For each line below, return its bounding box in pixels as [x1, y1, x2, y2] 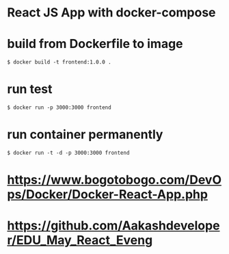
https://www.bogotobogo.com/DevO [7, 173, 222, 188]
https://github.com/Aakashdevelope [7, 218, 220, 233]
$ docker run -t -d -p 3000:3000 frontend [7, 149, 130, 156]
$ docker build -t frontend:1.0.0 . [7, 59, 111, 66]
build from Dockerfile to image [7, 36, 183, 52]
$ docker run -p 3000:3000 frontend [7, 104, 111, 111]
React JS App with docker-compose [7, 5, 217, 21]
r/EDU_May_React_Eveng [7, 233, 153, 248]
